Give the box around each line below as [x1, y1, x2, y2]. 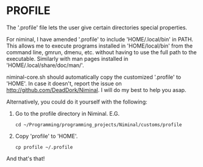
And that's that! [6, 155, 45, 162]
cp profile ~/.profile [15, 144, 73, 150]
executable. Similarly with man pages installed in [6, 55, 129, 62]
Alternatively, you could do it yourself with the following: [6, 98, 148, 105]
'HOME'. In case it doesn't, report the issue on [6, 80, 122, 87]
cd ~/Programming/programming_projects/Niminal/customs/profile [15, 121, 182, 128]
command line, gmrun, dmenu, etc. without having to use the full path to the [6, 48, 197, 55]
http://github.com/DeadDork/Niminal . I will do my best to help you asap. [6, 86, 187, 93]
